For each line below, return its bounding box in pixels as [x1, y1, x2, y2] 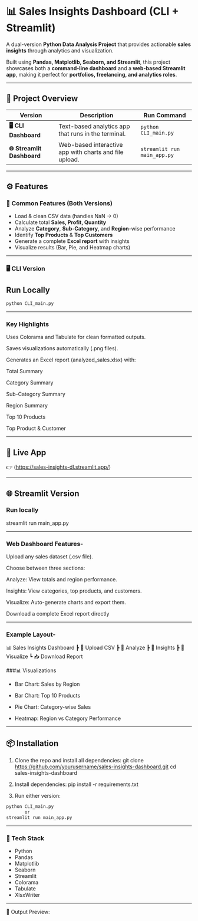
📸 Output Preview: [6, 909, 50, 916]
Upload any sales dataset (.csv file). [6, 553, 93, 560]
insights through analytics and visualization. [6, 47, 114, 54]
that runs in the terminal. [58, 130, 126, 138]
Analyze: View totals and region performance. [6, 576, 118, 583]
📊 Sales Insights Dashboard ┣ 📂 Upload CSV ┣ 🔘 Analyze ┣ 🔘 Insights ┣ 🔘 [6, 644, 184, 652]
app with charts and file [58, 148, 124, 156]
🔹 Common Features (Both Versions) [6, 199, 113, 208]
